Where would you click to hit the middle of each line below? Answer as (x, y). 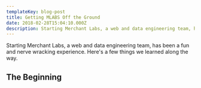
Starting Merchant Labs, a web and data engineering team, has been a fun (98, 45)
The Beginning (34, 77)
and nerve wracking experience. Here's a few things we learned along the (97, 52)
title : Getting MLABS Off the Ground (53, 17)
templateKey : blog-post (36, 12)
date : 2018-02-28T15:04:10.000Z (46, 23)
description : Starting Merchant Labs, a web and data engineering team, (99, 28)
